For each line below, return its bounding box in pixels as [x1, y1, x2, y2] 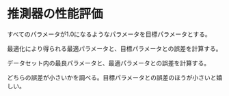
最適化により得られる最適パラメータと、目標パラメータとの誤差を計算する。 [7, 44, 222, 52]
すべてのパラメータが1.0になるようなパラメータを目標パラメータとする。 [7, 30, 211, 38]
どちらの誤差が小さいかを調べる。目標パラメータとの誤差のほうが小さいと [7, 73, 217, 82]
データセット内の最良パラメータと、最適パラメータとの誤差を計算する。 [7, 59, 211, 67]
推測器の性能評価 [7, 6, 104, 22]
